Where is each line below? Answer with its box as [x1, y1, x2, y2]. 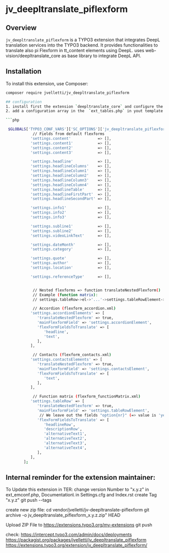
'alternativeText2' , [44, 436, 87, 441]
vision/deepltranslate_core [6, 53, 61, 59]
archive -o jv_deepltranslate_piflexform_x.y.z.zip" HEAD [6, 512, 121, 518]
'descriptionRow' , [44, 427, 82, 432]
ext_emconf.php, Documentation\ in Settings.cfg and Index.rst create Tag [6, 492, 157, 498]
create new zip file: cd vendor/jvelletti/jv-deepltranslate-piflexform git [6, 507, 149, 513]
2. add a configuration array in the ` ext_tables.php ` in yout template [6, 109, 163, 114]
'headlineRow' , [44, 422, 76, 427]
